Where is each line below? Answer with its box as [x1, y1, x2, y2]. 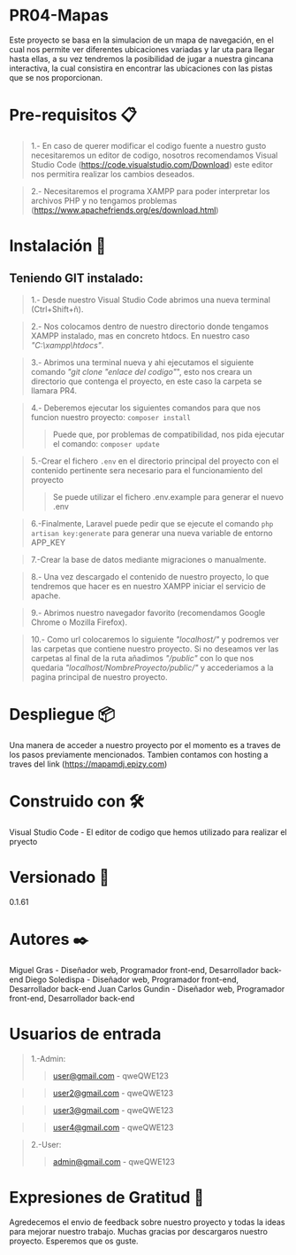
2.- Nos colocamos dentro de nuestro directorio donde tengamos [30, 321, 269, 331]
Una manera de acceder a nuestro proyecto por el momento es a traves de [9, 739, 281, 750]
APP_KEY [30, 537, 66, 548]
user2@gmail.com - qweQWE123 [52, 1087, 174, 1098]
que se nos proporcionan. [9, 72, 103, 82]
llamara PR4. [30, 385, 78, 395]
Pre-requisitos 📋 [9, 105, 137, 125]
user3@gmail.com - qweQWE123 [52, 1104, 174, 1115]
